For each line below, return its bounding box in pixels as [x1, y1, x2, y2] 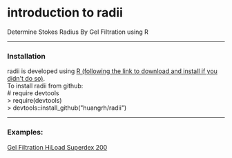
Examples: [7, 128, 43, 137]
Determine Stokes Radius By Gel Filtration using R [7, 28, 148, 36]
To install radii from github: [7, 81, 84, 90]
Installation [7, 51, 46, 61]
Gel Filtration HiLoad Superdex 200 [7, 143, 108, 151]
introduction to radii [7, 5, 123, 21]
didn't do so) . [7, 75, 46, 83]
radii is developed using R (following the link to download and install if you [7, 67, 217, 75]
